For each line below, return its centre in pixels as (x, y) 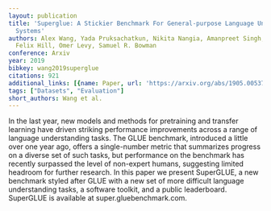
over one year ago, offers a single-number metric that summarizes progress (134, 147)
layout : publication (43, 16)
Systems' (30, 31)
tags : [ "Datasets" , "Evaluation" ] (67, 91)
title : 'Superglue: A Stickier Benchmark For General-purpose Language (131, 23)
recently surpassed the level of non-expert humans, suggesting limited (126, 164)
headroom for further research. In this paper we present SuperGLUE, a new (133, 172)
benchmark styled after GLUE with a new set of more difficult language (126, 181)
